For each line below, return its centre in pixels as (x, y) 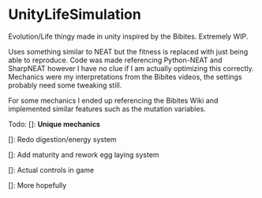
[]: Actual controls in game (51, 170)
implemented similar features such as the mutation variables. (107, 109)
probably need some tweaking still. (65, 85)
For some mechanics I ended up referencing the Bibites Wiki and (113, 100)
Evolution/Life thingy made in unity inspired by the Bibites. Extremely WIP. (128, 36)
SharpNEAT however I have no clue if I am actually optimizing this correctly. (131, 68)
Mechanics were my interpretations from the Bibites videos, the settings (125, 77)
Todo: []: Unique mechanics (54, 124)
